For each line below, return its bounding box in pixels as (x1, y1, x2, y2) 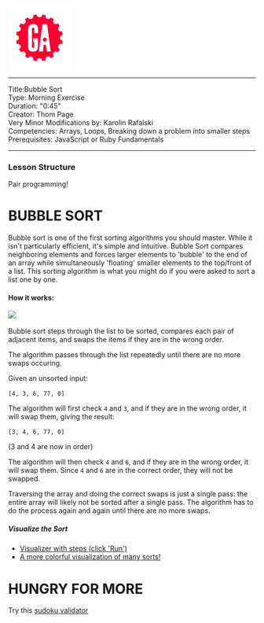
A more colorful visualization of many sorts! (19, 552, 161, 562)
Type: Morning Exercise (8, 93, 85, 102)
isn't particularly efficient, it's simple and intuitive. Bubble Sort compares (8, 241, 244, 251)
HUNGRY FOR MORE (8, 580, 144, 598)
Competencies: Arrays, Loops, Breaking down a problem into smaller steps (8, 127, 251, 135)
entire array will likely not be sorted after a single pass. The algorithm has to (8, 498, 254, 507)
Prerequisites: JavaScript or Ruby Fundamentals (8, 135, 164, 144)
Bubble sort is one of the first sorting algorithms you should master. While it (8, 233, 253, 242)
